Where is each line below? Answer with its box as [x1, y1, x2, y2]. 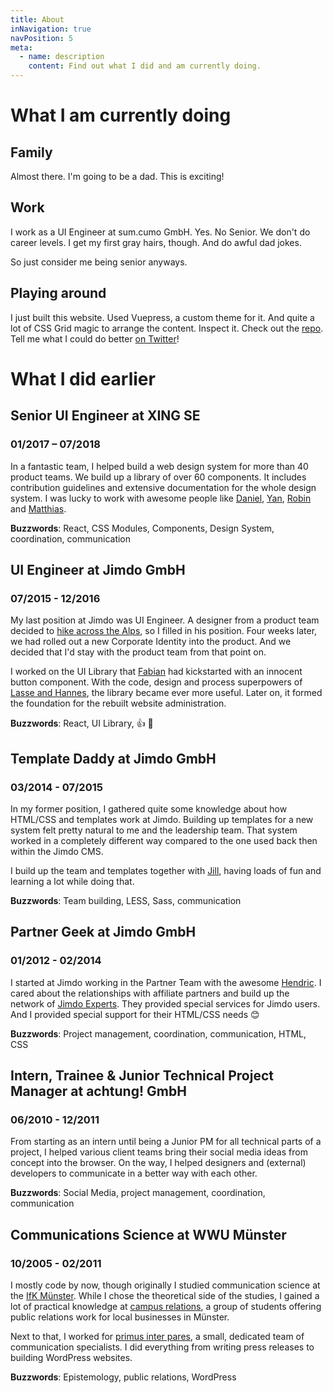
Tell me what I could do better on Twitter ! [10, 332, 180, 345]
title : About [10, 14, 65, 25]
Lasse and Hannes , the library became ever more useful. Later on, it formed [10, 687, 323, 699]
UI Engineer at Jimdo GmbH [10, 561, 186, 578]
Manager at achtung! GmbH [10, 1082, 187, 1100]
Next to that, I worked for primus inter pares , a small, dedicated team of [10, 1330, 305, 1342]
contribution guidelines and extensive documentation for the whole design [10, 481, 317, 493]
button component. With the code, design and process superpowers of [10, 676, 303, 688]
